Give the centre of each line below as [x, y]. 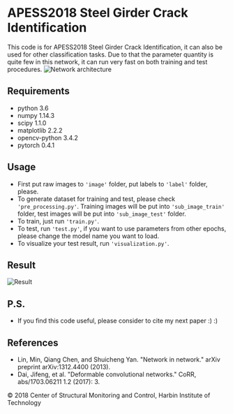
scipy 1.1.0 [32, 123]
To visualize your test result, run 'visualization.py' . [93, 243]
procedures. [25, 69]
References [33, 342]
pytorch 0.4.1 [36, 145]
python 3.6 [33, 108]
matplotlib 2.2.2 [40, 130]
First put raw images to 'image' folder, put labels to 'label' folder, [112, 184]
